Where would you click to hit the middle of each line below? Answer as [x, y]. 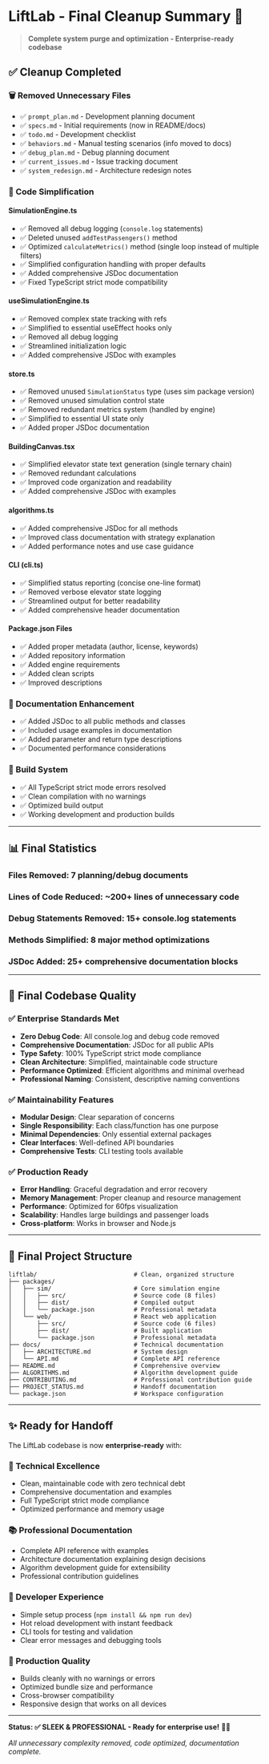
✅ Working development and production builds [97, 814]
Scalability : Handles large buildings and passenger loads [114, 1215]
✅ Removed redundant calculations [78, 473]
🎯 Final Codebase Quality [72, 996]
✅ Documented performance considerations [93, 748]
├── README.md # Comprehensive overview [114, 1366]
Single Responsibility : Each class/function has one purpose [119, 1125]
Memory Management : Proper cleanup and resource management [130, 1198]
